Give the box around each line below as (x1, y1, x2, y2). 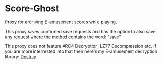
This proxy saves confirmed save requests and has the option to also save (5, 28, 156, 34)
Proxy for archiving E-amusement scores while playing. (5, 19, 117, 25)
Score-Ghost (5, 3, 59, 14)
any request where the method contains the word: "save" (5, 34, 121, 40)
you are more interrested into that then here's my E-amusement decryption (5, 48, 158, 54)
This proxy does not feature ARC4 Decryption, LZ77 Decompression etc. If (5, 43, 157, 49)
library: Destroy (5, 53, 37, 59)
